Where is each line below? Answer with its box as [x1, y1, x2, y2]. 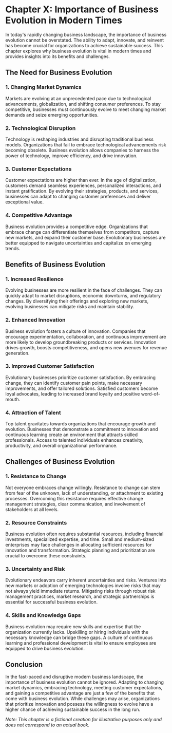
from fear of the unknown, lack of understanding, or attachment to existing [5, 490, 163, 496]
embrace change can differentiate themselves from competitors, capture [5, 229, 159, 235]
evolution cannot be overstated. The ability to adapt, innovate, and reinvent [5, 37, 164, 43]
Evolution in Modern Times [5, 14, 122, 26]
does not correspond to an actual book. [5, 722, 90, 728]
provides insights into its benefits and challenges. [5, 53, 110, 60]
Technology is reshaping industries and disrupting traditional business [5, 136, 154, 142]
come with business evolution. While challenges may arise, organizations [5, 696, 160, 702]
